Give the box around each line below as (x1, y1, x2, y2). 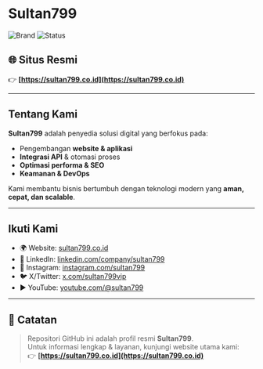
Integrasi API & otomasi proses (19, 152, 121, 161)
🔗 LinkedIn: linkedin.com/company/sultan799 (19, 255, 165, 264)
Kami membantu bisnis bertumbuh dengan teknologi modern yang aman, (8, 183, 244, 193)
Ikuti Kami (8, 222, 59, 235)
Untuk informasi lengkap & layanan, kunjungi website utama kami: (27, 342, 240, 352)
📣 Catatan (8, 313, 57, 326)
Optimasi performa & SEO (19, 160, 105, 169)
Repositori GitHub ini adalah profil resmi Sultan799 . (27, 334, 194, 343)
